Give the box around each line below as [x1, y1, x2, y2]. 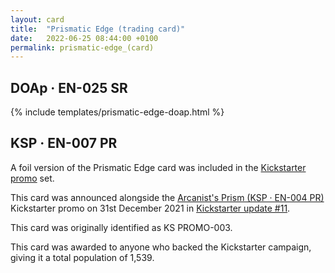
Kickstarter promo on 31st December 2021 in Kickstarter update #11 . [10, 202, 291, 214]
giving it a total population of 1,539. [10, 251, 155, 263]
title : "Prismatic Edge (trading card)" [10, 24, 186, 34]
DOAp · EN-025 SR [10, 79, 128, 96]
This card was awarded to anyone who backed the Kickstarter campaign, [10, 241, 312, 253]
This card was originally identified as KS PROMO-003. [10, 221, 233, 233]
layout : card [10, 14, 65, 25]
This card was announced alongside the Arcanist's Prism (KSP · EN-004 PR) [10, 191, 325, 203]
